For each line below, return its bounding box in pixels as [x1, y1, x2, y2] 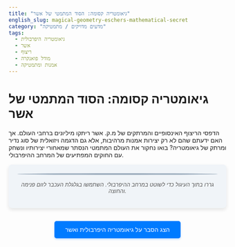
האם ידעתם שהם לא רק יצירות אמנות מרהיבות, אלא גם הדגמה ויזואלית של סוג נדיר [8, 136, 223, 144]
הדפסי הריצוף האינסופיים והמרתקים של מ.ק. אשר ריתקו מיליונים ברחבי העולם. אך [8, 128, 220, 137]
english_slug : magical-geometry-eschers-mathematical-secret [8, 17, 189, 23]
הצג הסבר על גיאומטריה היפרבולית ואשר [65, 226, 170, 234]
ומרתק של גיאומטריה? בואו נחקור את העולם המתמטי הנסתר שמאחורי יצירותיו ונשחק [8, 143, 227, 152]
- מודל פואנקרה [15, 55, 51, 62]
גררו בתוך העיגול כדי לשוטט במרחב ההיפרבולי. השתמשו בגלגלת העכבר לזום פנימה [21, 181, 214, 188]
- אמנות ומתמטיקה [15, 61, 58, 68]
